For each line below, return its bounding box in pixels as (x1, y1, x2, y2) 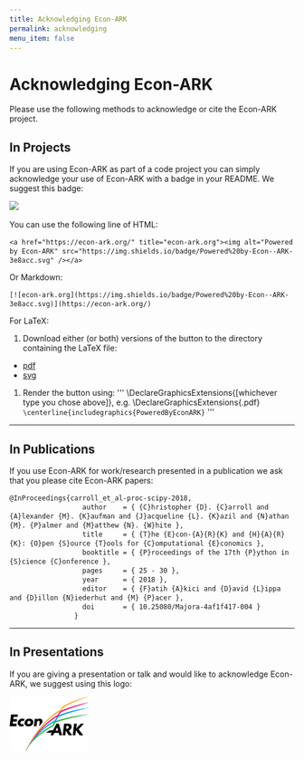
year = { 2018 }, (81, 575, 168, 584)
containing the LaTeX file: (22, 342, 118, 353)
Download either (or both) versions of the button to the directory (22, 333, 263, 344)
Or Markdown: (9, 272, 63, 283)
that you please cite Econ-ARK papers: (9, 475, 154, 486)
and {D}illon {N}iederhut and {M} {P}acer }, (9, 593, 184, 602)
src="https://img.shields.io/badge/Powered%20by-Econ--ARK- (62, 247, 294, 256)
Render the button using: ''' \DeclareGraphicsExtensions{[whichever (22, 388, 278, 399)
